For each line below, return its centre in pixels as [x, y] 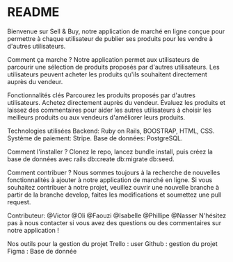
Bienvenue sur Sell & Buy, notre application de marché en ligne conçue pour [116, 31]
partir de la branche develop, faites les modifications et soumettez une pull [114, 195]
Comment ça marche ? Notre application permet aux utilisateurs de [103, 59]
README [33, 12]
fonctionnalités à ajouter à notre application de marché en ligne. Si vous [110, 180]
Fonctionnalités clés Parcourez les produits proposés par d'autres [102, 95]
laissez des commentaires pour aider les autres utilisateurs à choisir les [110, 110]
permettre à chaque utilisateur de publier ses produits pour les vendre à [110, 38]
